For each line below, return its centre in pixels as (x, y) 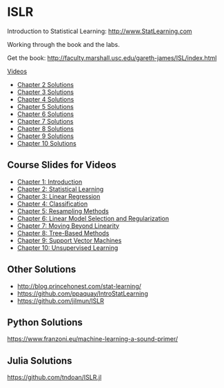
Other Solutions (42, 270)
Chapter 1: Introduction (50, 182)
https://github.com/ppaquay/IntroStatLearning (82, 293)
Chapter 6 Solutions (45, 114)
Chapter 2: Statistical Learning (60, 189)
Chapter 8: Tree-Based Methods (63, 233)
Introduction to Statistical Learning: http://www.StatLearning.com (100, 31)
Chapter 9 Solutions (45, 136)
